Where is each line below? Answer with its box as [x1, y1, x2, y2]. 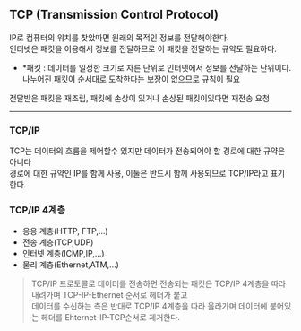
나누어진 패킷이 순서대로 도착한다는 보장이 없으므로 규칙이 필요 [21, 74, 240, 84]
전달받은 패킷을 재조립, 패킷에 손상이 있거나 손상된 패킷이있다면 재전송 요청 [9, 92, 271, 103]
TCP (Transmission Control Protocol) [9, 7, 219, 22]
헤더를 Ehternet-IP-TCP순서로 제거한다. [40, 312, 181, 323]
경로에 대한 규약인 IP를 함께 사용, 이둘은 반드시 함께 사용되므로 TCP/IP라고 [9, 168, 269, 179]
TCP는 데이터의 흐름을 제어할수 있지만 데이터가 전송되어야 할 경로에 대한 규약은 [9, 145, 286, 156]
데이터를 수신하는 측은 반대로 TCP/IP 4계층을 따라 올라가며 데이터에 [30, 301, 268, 312]
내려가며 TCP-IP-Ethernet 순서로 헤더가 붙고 [30, 290, 188, 301]
